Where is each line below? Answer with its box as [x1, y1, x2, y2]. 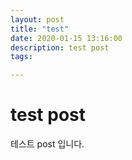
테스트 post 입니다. [10, 138, 85, 150]
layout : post [10, 14, 65, 25]
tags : [10, 52, 33, 62]
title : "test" [10, 24, 70, 34]
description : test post [10, 42, 110, 53]
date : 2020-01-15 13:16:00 [10, 33, 123, 43]
